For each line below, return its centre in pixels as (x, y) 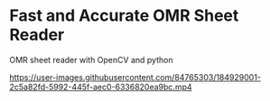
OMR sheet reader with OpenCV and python (91, 60)
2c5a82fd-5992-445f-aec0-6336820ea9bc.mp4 (101, 87)
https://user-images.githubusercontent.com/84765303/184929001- (135, 77)
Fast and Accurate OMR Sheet (124, 16)
